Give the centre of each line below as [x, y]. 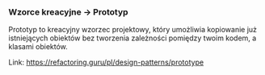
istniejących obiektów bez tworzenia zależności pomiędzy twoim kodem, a [132, 38]
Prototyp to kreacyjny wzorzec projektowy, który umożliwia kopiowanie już [132, 30]
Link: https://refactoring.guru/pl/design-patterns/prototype [106, 62]
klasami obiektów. [38, 47]
